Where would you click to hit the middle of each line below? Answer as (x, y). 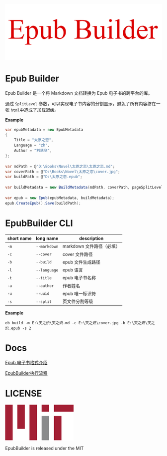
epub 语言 (73, 270)
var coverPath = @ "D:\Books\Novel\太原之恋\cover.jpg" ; (63, 172)
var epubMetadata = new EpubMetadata (44, 129)
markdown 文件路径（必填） (91, 246)
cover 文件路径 (78, 254)
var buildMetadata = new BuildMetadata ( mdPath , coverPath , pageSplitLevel (84, 188)
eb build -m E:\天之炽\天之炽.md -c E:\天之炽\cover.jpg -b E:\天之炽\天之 (80, 323)
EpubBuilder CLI (39, 223)
